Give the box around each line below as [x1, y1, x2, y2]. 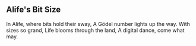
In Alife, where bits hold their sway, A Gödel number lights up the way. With [6, 20, 190, 27]
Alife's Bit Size [6, 5, 61, 15]
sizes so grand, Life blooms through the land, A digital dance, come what [6, 27, 185, 34]
